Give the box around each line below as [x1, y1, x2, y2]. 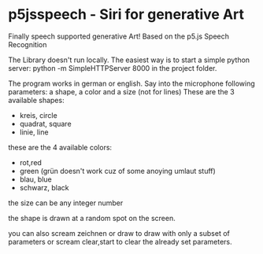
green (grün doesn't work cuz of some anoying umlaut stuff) [19, 166, 217, 175]
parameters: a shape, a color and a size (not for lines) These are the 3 [8, 87, 235, 96]
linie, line [19, 127, 49, 137]
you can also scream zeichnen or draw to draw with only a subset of [8, 228, 231, 237]
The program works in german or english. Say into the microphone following [8, 79, 255, 88]
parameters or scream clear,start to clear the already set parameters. [8, 237, 232, 246]
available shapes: [8, 95, 65, 105]
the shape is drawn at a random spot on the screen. [8, 213, 176, 223]
